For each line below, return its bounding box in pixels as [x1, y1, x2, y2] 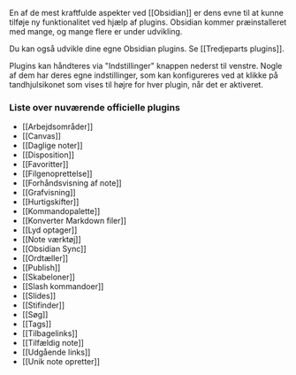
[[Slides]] [21, 291, 57, 302]
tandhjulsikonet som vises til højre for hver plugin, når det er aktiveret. [9, 80, 263, 89]
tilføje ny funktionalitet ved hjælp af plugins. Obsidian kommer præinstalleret [9, 17, 287, 27]
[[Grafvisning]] [21, 187, 77, 198]
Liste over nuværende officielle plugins [9, 101, 181, 113]
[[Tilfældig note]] [21, 338, 84, 348]
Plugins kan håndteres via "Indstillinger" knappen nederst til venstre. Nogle [9, 61, 283, 71]
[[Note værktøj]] [21, 234, 81, 245]
